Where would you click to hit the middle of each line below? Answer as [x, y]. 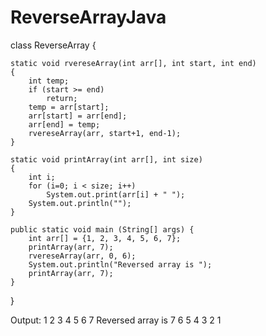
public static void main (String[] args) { [102, 229]
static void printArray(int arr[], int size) [106, 159]
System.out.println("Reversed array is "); [120, 264]
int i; [42, 177]
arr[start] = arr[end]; [78, 116]
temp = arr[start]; [69, 107]
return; [62, 98]
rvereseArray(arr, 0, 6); [82, 256]
